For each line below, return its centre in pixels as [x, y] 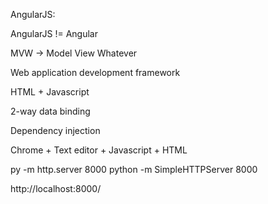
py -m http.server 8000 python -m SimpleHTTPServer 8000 [134, 169]
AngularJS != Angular [54, 33]
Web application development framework [95, 72]
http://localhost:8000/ [56, 188]
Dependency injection [55, 130]
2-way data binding [50, 111]
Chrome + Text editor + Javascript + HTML [99, 150]
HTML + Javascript [50, 92]
